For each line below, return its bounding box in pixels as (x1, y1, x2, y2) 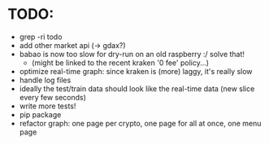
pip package (19, 109, 62, 119)
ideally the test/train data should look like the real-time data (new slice (19, 83, 255, 94)
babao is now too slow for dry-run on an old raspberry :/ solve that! (19, 49, 245, 59)
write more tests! (19, 101, 76, 111)
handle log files (19, 75, 72, 85)
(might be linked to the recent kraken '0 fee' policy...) (31, 58, 209, 68)
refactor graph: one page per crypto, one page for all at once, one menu (19, 118, 262, 128)
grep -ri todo (19, 32, 63, 42)
